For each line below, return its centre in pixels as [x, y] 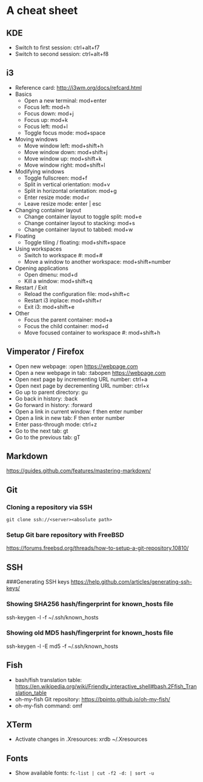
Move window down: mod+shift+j [66, 152]
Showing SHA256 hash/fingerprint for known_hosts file [90, 604]
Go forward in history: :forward [54, 405]
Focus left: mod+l [46, 126]
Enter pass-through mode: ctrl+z [56, 424]
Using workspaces [38, 249]
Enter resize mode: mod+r [57, 197]
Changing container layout [48, 210]
